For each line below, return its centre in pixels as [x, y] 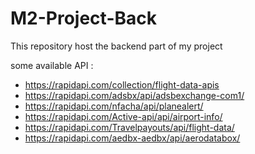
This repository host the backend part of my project [116, 46]
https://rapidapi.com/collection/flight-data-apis [122, 84]
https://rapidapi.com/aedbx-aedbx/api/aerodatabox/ [132, 138]
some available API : [52, 65]
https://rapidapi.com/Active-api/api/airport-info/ [123, 116]
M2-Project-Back [83, 18]
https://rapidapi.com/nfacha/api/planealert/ [114, 106]
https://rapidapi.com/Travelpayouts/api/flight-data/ [129, 127]
